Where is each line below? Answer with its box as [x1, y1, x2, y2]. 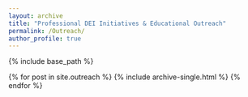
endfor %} [8, 81, 43, 91]
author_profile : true [8, 34, 82, 43]
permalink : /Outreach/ [8, 27, 85, 35]
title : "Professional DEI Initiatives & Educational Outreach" [8, 19, 227, 27]
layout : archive [8, 11, 63, 20]
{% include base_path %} [8, 57, 94, 66]
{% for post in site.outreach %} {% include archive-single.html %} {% [8, 72, 241, 82]
